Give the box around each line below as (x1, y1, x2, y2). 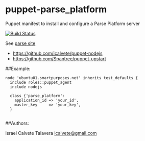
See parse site (5, 40, 36, 46)
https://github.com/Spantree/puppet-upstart (12, 55, 106, 62)
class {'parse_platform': (10, 93, 65, 98)
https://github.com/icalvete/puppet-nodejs (12, 50, 103, 56)
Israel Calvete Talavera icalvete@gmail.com (5, 130, 97, 136)
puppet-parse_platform (5, 4, 107, 15)
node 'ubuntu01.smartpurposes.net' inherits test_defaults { (5, 75, 138, 80)
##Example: (5, 65, 31, 72)
